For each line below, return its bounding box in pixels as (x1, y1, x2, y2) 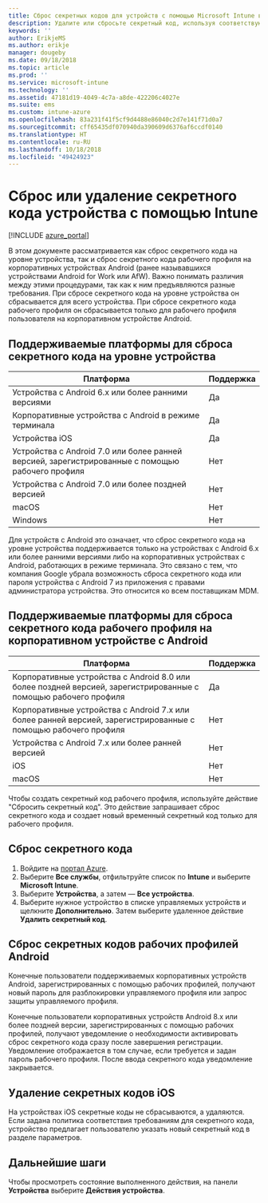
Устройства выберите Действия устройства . (8, 1185, 165, 1195)
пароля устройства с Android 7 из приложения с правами (8, 578, 205, 587)
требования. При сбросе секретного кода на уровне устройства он (8, 288, 239, 298)
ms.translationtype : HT (8, 130, 88, 138)
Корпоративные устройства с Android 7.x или (12, 704, 190, 715)
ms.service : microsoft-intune (8, 78, 109, 86)
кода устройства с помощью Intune (8, 204, 258, 222)
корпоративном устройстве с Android (8, 634, 208, 648)
